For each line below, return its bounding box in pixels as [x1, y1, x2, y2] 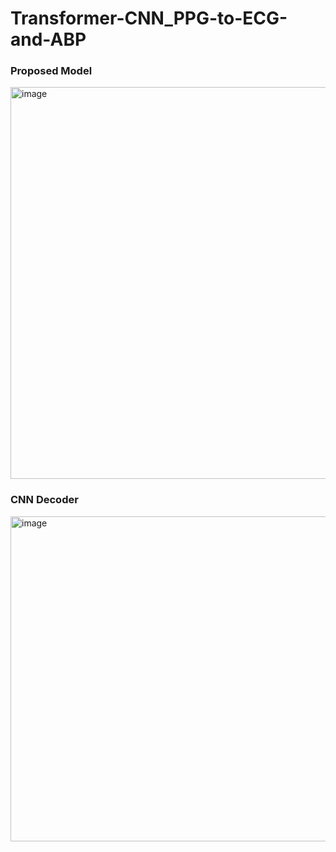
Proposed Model [10, 64, 93, 78]
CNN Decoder [10, 493, 79, 507]
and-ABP [10, 28, 87, 51]
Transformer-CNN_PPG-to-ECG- [10, 7, 288, 30]
